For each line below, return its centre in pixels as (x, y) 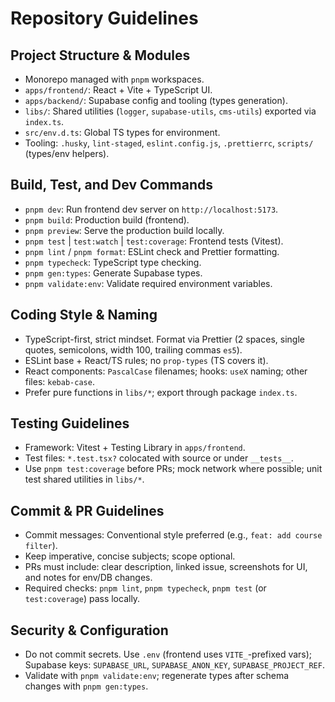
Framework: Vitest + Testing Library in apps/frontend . (135, 448)
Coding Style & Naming (84, 315)
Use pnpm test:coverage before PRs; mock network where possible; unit (173, 469)
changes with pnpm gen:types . (86, 686)
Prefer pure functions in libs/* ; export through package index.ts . (161, 392)
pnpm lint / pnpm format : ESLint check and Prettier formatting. (152, 251)
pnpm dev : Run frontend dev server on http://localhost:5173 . (151, 209)
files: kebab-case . (59, 381)
